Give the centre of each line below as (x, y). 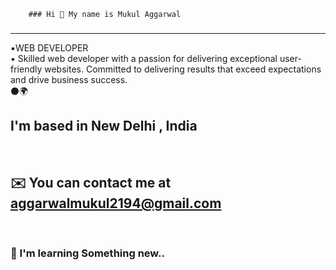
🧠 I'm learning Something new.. (87, 253)
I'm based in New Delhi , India (104, 126)
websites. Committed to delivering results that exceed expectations (183, 69)
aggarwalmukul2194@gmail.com (116, 203)
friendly (26, 69)
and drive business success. (69, 79)
